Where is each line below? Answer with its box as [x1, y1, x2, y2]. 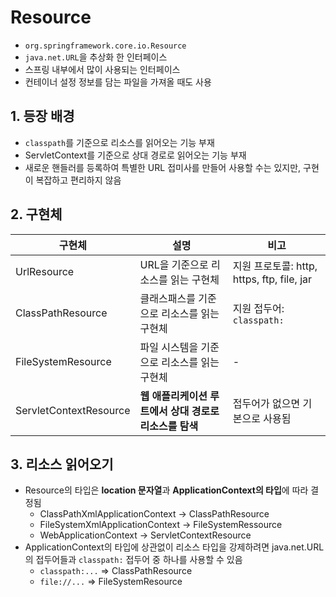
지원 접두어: [232, 301, 285, 315]
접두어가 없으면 [232, 396, 301, 410]
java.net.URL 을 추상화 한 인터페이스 [24, 51, 168, 63]
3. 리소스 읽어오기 [10, 456, 114, 473]
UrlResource [15, 264, 75, 278]
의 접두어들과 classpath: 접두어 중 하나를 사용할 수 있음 [24, 554, 243, 566]
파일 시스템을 [139, 340, 199, 354]
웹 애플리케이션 [139, 389, 208, 403]
